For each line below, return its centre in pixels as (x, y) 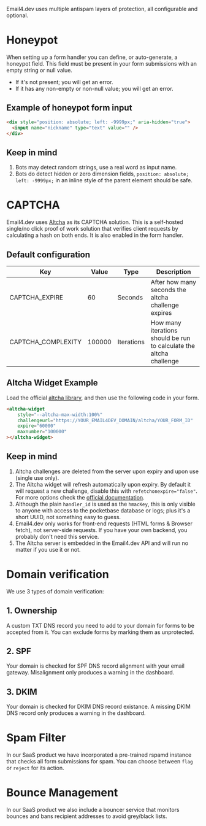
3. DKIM (22, 692)
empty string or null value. (39, 70)
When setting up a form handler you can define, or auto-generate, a (92, 57)
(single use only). (37, 477)
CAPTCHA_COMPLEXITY (45, 342)
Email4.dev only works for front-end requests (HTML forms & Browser (104, 523)
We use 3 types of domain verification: (55, 591)
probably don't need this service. (57, 536)
